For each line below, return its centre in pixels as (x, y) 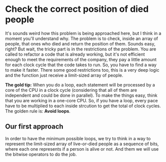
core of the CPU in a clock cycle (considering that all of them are (71, 90)
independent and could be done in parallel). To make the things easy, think (81, 95)
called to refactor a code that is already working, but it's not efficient (75, 54)
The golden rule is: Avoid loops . (38, 111)
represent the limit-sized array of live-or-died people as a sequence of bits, (82, 144)
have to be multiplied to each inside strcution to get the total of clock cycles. (83, 106)
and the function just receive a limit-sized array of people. (64, 75)
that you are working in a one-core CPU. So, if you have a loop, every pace (82, 100)
